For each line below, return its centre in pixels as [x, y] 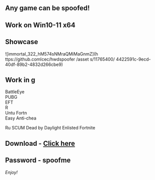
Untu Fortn [16, 113]
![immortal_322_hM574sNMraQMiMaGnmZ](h [52, 54]
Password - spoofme [38, 160]
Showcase [22, 42]
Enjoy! [12, 172]
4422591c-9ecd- [133, 59]
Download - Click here [40, 143]
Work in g [20, 80]
